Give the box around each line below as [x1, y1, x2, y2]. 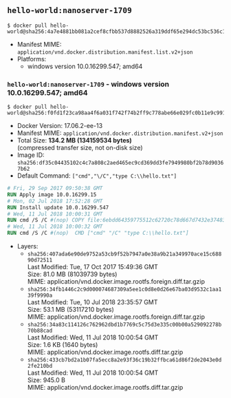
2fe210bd [27, 363, 53, 370]
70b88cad [27, 327, 53, 335]
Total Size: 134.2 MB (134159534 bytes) [16, 136, 132, 145]
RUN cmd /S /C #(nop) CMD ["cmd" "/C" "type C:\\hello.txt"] [7, 230, 189, 237]
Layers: [16, 242, 38, 251]
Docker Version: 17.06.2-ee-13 [16, 122, 103, 130]
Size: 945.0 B [27, 376, 65, 384]
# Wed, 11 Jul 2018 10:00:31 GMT [7, 210, 103, 218]
